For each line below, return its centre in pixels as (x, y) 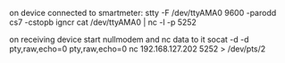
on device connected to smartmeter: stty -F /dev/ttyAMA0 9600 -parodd (143, 13)
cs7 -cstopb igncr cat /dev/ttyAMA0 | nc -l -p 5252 (103, 22)
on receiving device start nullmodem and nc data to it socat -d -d (129, 39)
